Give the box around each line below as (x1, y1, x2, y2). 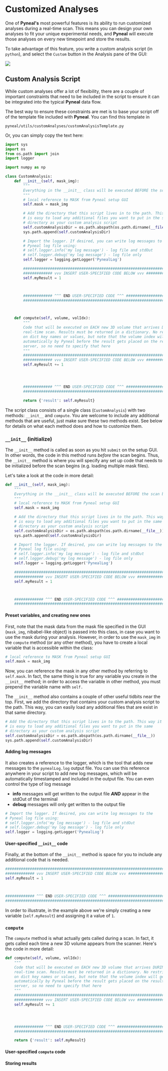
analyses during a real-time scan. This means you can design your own (5, 25, 152, 31)
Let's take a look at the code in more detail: (5, 472, 94, 478)
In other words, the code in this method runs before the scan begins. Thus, (5, 452, 159, 458)
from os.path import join (5, 151, 59, 156)
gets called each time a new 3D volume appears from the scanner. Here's (5, 940, 156, 946)
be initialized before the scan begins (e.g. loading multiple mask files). (5, 463, 149, 469)
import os (5, 147, 26, 152)
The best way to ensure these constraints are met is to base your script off (5, 109, 159, 115)
